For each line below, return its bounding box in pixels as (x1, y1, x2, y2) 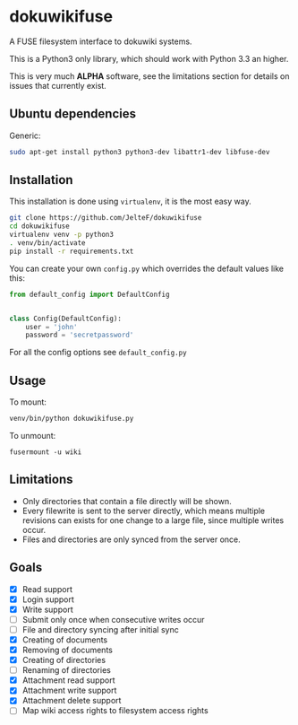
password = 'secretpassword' (25, 330, 134, 340)
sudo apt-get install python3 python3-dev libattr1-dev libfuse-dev (9, 147, 270, 156)
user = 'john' (25, 322, 78, 331)
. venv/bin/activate (9, 239, 87, 248)
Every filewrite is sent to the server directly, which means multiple (21, 505, 266, 516)
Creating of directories (21, 655, 106, 666)
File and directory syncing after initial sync (21, 624, 179, 634)
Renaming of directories (21, 665, 112, 676)
